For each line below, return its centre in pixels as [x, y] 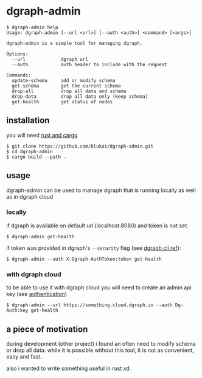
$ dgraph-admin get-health [40, 236]
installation [28, 121]
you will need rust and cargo [42, 135]
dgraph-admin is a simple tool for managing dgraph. [75, 43]
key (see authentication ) [37, 294]
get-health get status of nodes [62, 101]
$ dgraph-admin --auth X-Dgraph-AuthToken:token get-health [84, 259]
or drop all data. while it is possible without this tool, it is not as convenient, [100, 350]
